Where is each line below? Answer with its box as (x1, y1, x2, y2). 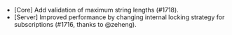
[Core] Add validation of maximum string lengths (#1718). (13, 6, 179, 14)
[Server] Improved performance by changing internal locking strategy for (13, 13, 225, 21)
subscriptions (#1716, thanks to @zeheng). (13, 21, 137, 28)
